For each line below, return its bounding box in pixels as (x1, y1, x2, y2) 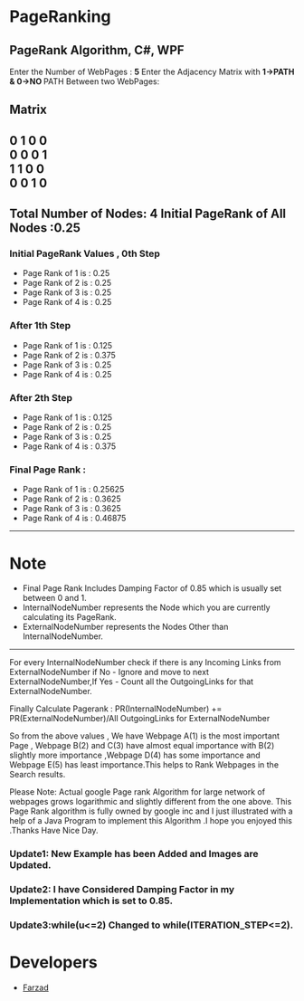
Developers (9, 952, 98, 973)
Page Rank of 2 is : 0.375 (22, 349, 116, 360)
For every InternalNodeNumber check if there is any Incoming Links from (9, 657, 282, 668)
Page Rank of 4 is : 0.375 (22, 441, 117, 452)
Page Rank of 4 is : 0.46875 (22, 513, 127, 524)
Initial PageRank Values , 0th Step (9, 247, 161, 260)
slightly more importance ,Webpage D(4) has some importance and (9, 749, 261, 761)
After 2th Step (9, 391, 73, 404)
